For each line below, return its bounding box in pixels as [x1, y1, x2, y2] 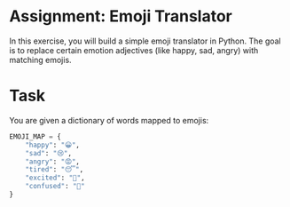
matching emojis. [9, 54, 73, 65]
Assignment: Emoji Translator [9, 6, 232, 27]
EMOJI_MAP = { [9, 131, 62, 141]
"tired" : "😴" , [25, 165, 84, 174]
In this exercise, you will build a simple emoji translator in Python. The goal [9, 36, 281, 46]
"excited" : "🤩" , [25, 173, 86, 183]
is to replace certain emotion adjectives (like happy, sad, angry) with [9, 44, 259, 55]
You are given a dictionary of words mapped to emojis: [9, 115, 209, 125]
